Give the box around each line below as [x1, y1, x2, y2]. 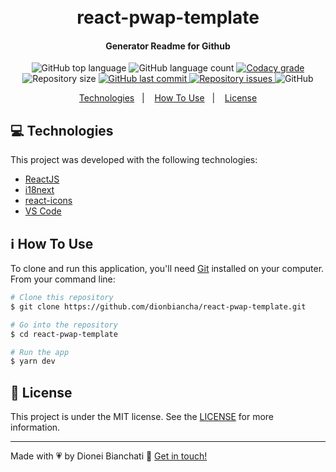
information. [10, 421, 61, 434]
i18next [24, 184, 55, 196]
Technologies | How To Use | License [78, 92, 258, 104]
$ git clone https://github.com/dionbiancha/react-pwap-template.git [10, 301, 307, 312]
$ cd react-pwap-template [10, 329, 118, 339]
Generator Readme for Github [105, 40, 231, 52]
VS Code [24, 205, 62, 217]
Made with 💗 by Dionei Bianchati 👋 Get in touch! [10, 450, 208, 462]
